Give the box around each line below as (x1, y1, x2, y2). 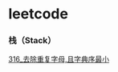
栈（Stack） (8, 35, 56, 46)
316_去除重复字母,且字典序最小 (8, 54, 110, 64)
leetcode (8, 5, 68, 23)
